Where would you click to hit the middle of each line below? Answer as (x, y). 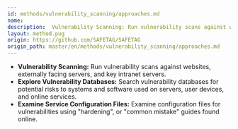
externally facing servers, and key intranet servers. (92, 74)
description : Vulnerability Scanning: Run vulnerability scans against (117, 27)
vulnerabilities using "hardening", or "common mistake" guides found (118, 111)
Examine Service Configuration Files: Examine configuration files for (119, 104)
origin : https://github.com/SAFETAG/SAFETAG (74, 40)
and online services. (47, 97)
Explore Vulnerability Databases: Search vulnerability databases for (118, 81)
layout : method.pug (36, 33)
